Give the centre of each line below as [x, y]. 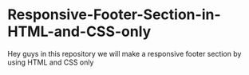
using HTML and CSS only [51, 62]
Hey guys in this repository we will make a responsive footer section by [125, 53]
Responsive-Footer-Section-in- [114, 15]
